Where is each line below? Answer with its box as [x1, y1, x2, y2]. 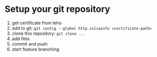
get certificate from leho [11, 20, 62, 26]
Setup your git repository [4, 3, 110, 15]
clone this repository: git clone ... [11, 30, 85, 36]
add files [11, 36, 30, 42]
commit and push [11, 41, 48, 47]
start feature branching [11, 46, 60, 52]
